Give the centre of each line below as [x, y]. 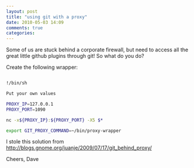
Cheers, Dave [22, 159]
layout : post [22, 11]
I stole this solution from [35, 142]
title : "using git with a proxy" [47, 17]
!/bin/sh [17, 83]
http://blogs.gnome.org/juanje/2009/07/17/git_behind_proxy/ [79, 148]
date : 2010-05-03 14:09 [35, 22]
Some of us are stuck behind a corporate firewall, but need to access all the [97, 50]
